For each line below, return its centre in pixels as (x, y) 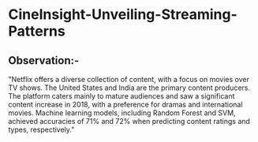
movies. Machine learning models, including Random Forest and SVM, (122, 113)
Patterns (37, 31)
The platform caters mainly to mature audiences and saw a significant (122, 96)
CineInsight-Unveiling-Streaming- (123, 15)
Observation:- (44, 60)
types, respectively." (41, 129)
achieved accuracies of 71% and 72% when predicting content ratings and (129, 121)
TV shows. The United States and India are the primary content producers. (129, 88)
